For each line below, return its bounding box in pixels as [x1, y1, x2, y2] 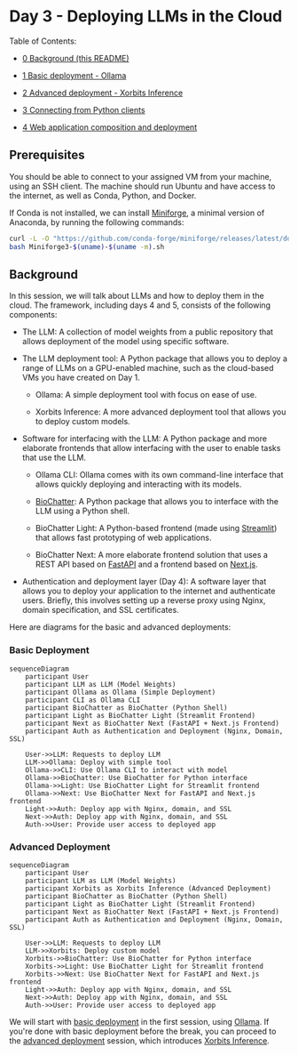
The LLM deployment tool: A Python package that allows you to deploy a [21, 353, 288, 364]
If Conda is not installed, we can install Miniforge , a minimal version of [9, 207, 265, 218]
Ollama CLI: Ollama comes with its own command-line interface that [35, 470, 284, 480]
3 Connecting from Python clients [21, 104, 145, 115]
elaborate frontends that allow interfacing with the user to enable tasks [21, 443, 281, 454]
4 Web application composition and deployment [21, 122, 198, 133]
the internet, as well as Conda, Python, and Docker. [9, 189, 197, 201]
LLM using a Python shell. [35, 505, 130, 517]
